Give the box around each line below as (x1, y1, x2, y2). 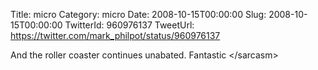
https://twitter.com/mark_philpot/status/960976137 (10, 30, 221, 41)
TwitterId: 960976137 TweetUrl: (64, 19, 195, 31)
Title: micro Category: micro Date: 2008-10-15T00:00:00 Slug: (10, 9, 267, 20)
